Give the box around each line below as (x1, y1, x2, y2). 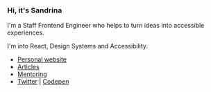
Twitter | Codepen (17, 77, 69, 86)
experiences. (7, 28, 45, 37)
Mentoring (17, 70, 47, 78)
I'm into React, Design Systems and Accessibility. (7, 42, 148, 50)
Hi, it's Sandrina (7, 6, 62, 15)
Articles (17, 63, 40, 71)
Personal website (17, 55, 67, 64)
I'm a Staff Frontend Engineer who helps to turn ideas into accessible (7, 21, 205, 30)
